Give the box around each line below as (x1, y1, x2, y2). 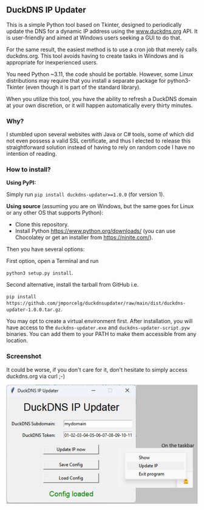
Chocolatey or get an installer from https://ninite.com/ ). (15, 234, 154, 241)
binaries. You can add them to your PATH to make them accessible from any (6, 330, 197, 338)
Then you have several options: (6, 246, 85, 253)
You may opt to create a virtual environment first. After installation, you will (6, 318, 193, 325)
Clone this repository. (15, 221, 69, 228)
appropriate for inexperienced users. (6, 58, 98, 66)
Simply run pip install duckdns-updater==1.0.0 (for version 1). (6, 191, 165, 198)
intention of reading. (6, 150, 57, 158)
